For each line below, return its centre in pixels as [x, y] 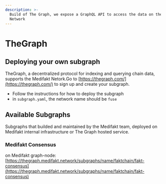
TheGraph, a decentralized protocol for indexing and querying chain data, [80, 74]
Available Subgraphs [38, 115]
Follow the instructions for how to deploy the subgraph [68, 94]
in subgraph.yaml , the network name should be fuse [64, 99]
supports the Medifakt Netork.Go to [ [43, 79]
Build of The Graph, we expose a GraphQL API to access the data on [82, 14]
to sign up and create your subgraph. [92, 84]
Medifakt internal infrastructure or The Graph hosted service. [67, 132]
